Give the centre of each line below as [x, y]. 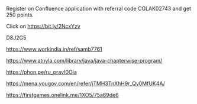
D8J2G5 [16, 38]
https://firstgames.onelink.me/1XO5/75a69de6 [63, 95]
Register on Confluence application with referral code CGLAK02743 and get [98, 9]
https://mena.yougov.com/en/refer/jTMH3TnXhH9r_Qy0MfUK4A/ [86, 83]
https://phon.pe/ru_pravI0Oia [41, 72]
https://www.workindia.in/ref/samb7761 [54, 49]
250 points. [20, 15]
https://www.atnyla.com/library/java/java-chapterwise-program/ [84, 61]
